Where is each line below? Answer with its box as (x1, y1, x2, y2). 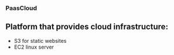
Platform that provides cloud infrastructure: (5, 22, 168, 32)
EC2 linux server (13, 43, 54, 50)
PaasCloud (5, 4, 37, 12)
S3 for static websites (13, 37, 67, 44)
